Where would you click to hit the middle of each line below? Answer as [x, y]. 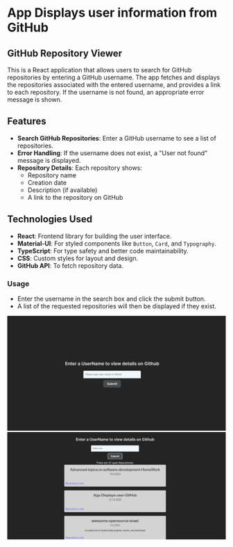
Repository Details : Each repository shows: [79, 168]
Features [27, 121]
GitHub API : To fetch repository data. [70, 265]
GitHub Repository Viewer [65, 53]
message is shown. [35, 100]
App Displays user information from [112, 13]
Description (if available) [62, 190]
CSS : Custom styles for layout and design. [78, 258]
